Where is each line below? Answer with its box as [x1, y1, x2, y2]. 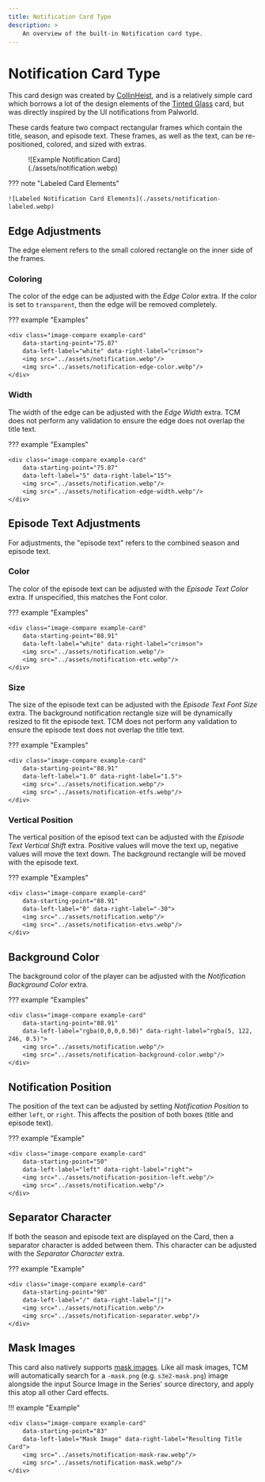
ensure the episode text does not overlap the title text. [8, 725, 185, 735]
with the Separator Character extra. [8, 1249, 125, 1258]
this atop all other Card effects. [8, 1387, 109, 1397]
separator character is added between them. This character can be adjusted [8, 1240, 257, 1249]
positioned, [8, 139, 45, 150]
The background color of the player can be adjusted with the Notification [8, 972, 246, 981]
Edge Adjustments [8, 224, 101, 237]
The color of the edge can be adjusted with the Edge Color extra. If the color [8, 291, 257, 301]
